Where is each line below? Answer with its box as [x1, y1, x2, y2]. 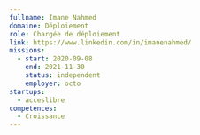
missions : [9, 46, 46, 55]
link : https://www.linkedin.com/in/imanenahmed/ [9, 37, 192, 47]
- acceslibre [17, 95, 65, 105]
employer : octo [25, 79, 81, 88]
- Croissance [17, 112, 65, 121]
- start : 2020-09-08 [17, 54, 93, 63]
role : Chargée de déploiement [9, 29, 121, 38]
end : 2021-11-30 [25, 63, 86, 72]
